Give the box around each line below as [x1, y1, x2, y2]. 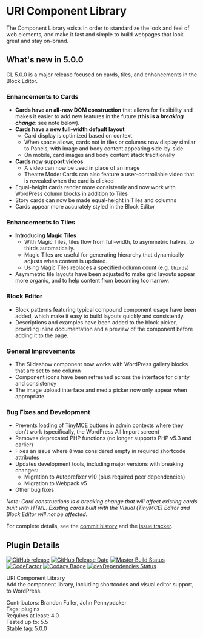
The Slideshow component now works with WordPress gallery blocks [15, 360, 188, 368]
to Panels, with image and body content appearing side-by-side [24, 145, 184, 152]
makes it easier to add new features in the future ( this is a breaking [15, 113, 184, 120]
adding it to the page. [15, 332, 68, 339]
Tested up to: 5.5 [6, 619, 48, 626]
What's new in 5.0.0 [6, 55, 84, 65]
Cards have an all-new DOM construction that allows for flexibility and [15, 106, 193, 113]
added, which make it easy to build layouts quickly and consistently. [15, 312, 185, 320]
